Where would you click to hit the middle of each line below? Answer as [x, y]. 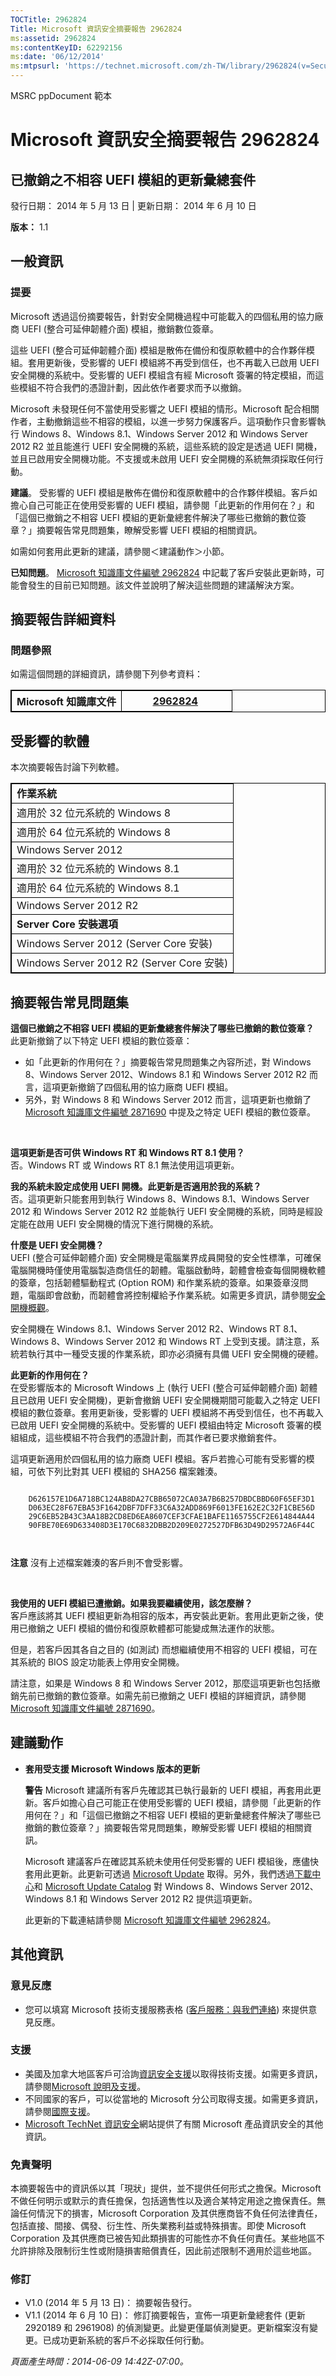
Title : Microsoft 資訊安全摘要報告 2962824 [96, 29]
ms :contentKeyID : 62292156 [66, 47]
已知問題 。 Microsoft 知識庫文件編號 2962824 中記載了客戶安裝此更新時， [163, 572]
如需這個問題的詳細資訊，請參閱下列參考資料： [106, 674]
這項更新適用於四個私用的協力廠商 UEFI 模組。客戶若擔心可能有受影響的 [158, 1459]
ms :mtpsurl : [35, 66]
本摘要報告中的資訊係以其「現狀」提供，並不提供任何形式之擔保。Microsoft [166, 2188]
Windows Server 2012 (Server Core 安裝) [114, 944]
